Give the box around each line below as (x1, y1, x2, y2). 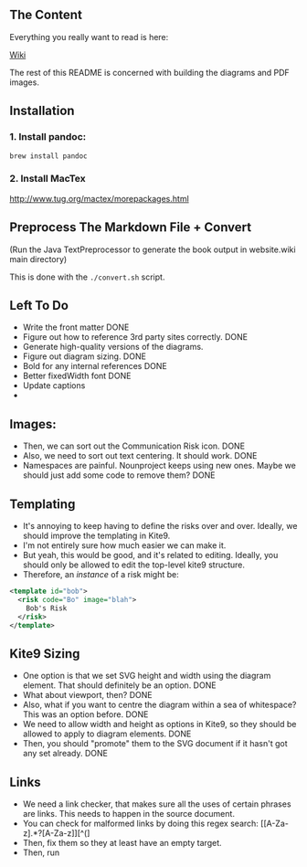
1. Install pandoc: (9, 131, 87, 143)
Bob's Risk (26, 603, 68, 613)
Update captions (22, 380, 86, 391)
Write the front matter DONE (22, 322, 130, 333)
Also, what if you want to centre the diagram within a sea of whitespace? (22, 699, 297, 711)
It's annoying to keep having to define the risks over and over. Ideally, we (22, 521, 298, 532)
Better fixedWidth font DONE (22, 370, 132, 382)
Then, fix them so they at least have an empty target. (22, 838, 222, 849)
